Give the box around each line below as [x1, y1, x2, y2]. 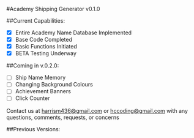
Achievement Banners [15, 88, 72, 95]
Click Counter [15, 94, 50, 102]
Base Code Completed [15, 36, 72, 44]
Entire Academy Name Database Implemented [15, 29, 132, 36]
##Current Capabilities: [6, 17, 65, 24]
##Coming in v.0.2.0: [6, 62, 59, 69]
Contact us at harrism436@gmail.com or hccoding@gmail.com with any [6, 107, 188, 114]
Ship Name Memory [15, 74, 66, 82]
